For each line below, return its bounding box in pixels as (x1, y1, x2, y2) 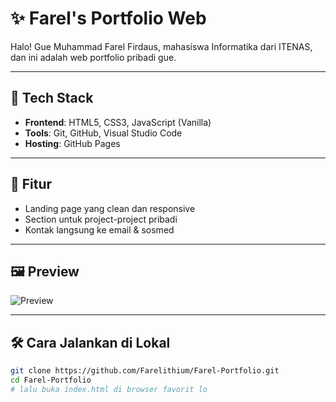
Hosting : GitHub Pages (24, 137, 121, 149)
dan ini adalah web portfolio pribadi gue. (10, 51, 177, 63)
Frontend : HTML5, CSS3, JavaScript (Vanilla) (24, 116, 212, 128)
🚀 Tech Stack (10, 90, 94, 107)
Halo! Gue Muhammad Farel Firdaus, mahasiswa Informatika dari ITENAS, (10, 40, 313, 52)
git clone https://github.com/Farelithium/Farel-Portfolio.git (10, 366, 280, 376)
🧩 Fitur (10, 176, 53, 193)
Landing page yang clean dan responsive (24, 202, 196, 214)
